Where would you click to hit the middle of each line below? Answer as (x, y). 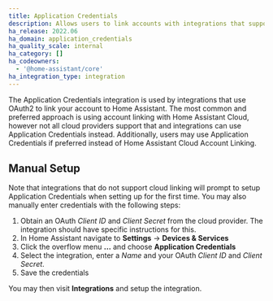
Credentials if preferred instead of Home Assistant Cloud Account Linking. (133, 142)
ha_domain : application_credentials (70, 39)
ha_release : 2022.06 (43, 31)
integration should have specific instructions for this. (108, 229)
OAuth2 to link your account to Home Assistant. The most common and (128, 108)
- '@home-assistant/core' (60, 69)
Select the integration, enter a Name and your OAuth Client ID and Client (141, 255)
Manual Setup (45, 169)
